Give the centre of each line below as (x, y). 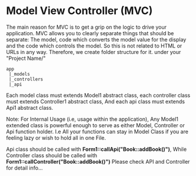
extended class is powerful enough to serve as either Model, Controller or (96, 125)
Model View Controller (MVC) (79, 11)
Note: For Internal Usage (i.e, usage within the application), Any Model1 (92, 119)
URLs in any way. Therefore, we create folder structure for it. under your (94, 52)
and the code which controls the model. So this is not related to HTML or (94, 46)
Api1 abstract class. (30, 107)
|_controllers (26, 79)
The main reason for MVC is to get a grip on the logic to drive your (86, 27)
